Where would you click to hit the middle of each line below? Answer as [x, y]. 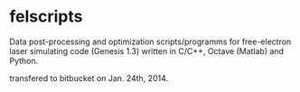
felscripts [46, 17]
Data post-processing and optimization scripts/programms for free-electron [150, 41]
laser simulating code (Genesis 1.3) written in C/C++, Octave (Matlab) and [147, 51]
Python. [24, 60]
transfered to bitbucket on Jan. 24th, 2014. [89, 78]
